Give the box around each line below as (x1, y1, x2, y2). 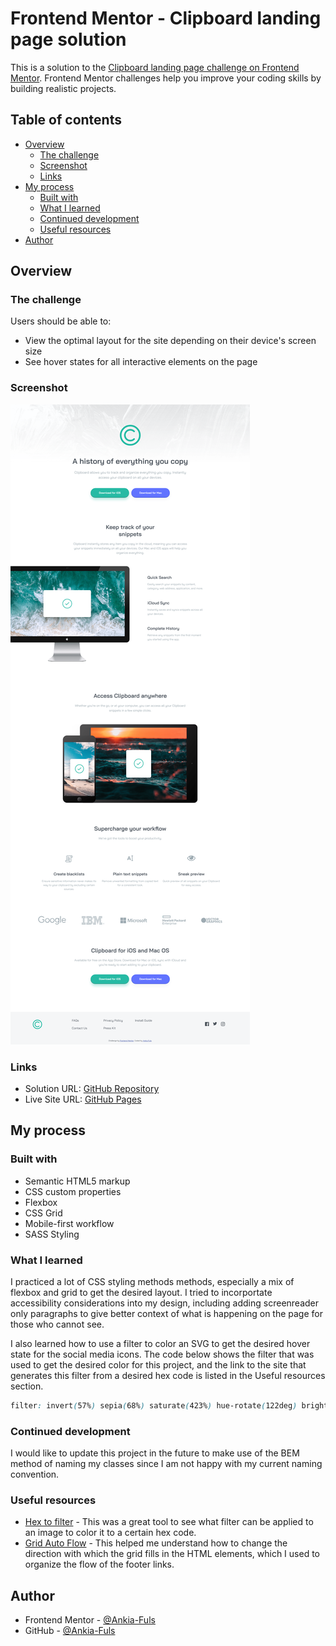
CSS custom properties (24, 1185, 122, 1197)
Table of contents (10, 112, 122, 129)
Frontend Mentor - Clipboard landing (10, 7, 322, 30)
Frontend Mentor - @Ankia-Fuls (24, 1614, 156, 1626)
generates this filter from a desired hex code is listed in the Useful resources (10, 1370, 326, 1382)
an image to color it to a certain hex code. (24, 1527, 197, 1539)
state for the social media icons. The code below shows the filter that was (10, 1348, 315, 1361)
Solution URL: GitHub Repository (24, 1083, 160, 1095)
